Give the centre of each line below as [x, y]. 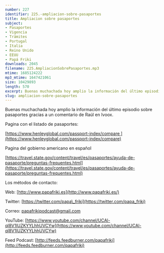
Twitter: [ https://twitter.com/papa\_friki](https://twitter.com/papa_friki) [75, 202]
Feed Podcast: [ [21, 240]
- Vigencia [16, 32]
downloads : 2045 [21, 64]
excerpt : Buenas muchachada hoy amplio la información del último [74, 91]
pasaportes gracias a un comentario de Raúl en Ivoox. [59, 115]
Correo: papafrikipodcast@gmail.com [43, 211]
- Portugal [16, 41]
